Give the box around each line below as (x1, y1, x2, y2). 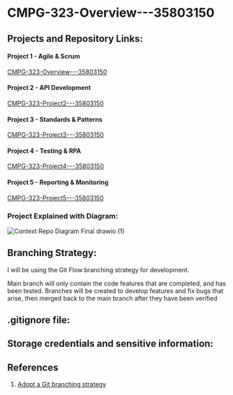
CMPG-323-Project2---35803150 (7, 99, 104, 107)
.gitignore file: (7, 314, 70, 326)
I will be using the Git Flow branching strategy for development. (7, 265, 190, 274)
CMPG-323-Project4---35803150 (7, 162, 105, 170)
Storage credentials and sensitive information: (7, 338, 214, 350)
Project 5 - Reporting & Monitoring (7, 178, 109, 186)
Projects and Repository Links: (7, 33, 143, 45)
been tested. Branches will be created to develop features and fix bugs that (7, 286, 224, 295)
